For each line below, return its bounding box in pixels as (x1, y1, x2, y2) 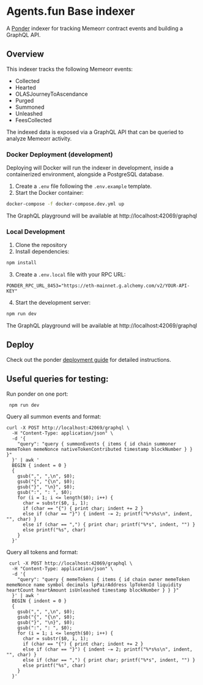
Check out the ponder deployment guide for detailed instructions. (6, 356, 171, 363)
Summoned (15, 103, 45, 111)
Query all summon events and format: (6, 413, 102, 420)
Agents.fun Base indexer (6, 4, 136, 18)
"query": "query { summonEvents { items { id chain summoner (17, 440, 176, 447)
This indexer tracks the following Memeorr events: (6, 65, 133, 72)
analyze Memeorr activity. (6, 135, 72, 142)
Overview (6, 49, 45, 60)
